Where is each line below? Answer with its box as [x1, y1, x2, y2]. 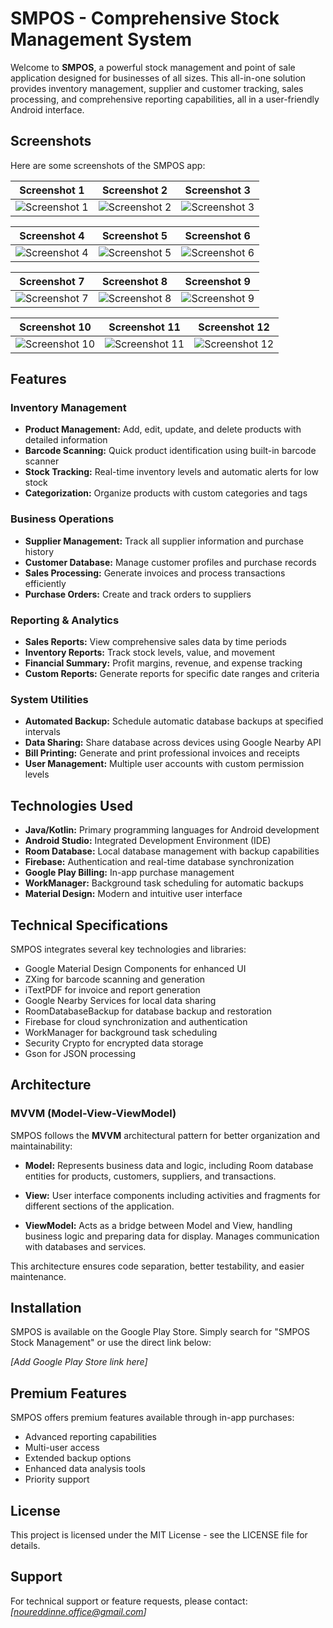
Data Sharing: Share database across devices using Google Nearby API [24, 737, 322, 749]
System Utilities [10, 692, 89, 706]
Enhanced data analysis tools [24, 1463, 146, 1475]
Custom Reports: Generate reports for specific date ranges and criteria [24, 668, 320, 680]
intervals [24, 726, 61, 738]
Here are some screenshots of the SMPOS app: [10, 159, 206, 171]
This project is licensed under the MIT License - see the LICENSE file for [10, 1529, 308, 1541]
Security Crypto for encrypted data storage [24, 1037, 204, 1049]
